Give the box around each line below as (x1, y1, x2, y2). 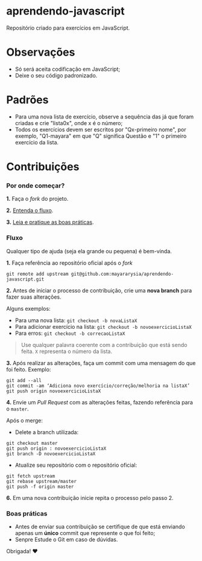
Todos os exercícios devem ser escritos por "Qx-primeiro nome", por (14, 126, 186, 133)
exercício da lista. (14, 138, 59, 146)
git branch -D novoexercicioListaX (6, 450, 96, 457)
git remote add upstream (6, 271, 69, 277)
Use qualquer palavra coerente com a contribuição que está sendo (21, 341, 188, 348)
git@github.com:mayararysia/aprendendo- (71, 271, 174, 277)
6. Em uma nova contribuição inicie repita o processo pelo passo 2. (6, 494, 174, 501)
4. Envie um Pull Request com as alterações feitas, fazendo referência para (6, 398, 193, 406)
